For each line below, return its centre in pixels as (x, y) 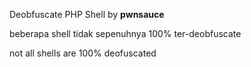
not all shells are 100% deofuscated (83, 53)
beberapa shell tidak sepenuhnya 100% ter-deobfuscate (125, 33)
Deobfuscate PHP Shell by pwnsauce (87, 14)
